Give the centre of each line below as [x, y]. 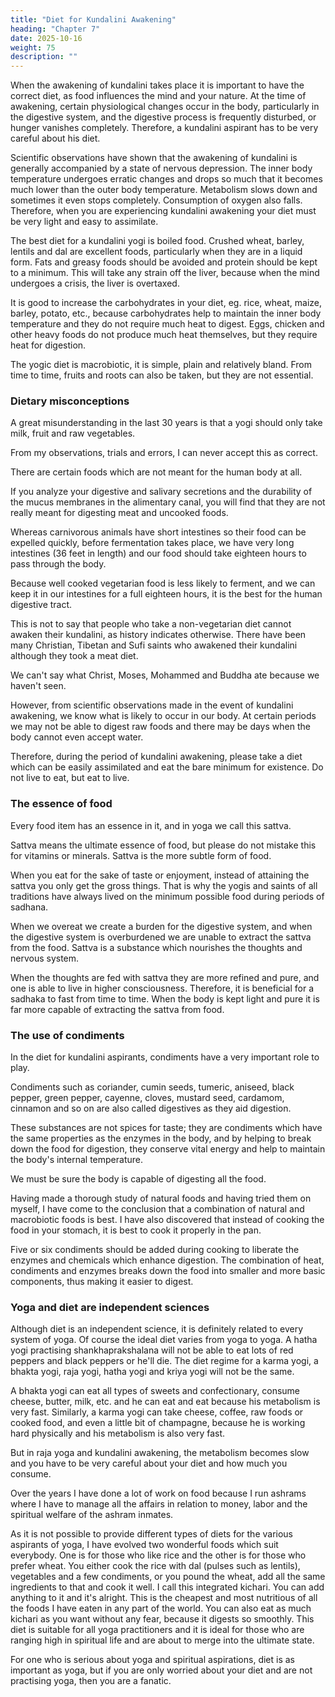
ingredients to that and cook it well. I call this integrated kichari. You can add [167, 1587]
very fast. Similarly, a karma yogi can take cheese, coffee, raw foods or [157, 1412]
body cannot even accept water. [77, 737]
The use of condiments [67, 1035]
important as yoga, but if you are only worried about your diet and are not [161, 1670]
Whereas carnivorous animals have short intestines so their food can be [158, 532]
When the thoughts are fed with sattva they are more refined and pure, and [165, 977]
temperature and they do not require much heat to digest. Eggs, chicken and [167, 324]
